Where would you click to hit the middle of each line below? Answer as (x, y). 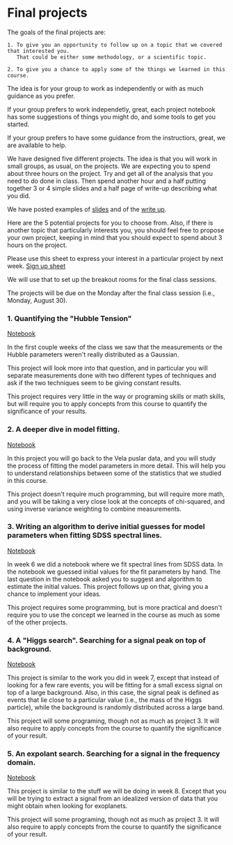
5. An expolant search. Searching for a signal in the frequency (114, 754)
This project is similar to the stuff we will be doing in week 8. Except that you (117, 791)
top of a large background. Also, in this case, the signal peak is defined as (113, 693)
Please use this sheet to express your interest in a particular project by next (115, 258)
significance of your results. (47, 411)
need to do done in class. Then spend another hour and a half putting (107, 181)
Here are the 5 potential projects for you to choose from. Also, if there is (110, 223)
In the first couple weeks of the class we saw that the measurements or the (115, 347)
